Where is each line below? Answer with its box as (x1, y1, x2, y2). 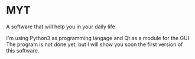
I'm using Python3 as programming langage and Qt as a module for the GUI (6, 34, 190, 41)
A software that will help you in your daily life (6, 23, 115, 30)
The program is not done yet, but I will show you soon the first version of (6, 41, 183, 48)
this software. (6, 47, 40, 54)
